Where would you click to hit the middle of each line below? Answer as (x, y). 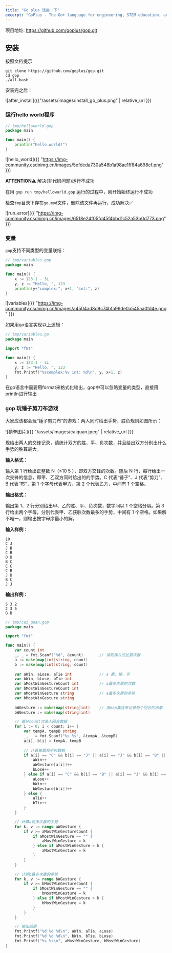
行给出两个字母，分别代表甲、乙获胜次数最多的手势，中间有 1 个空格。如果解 (86, 512)
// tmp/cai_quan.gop (27, 622)
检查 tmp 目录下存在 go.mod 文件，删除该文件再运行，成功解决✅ (69, 202)
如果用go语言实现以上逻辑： (35, 325)
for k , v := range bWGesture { (48, 879)
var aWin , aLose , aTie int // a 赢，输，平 (72, 674)
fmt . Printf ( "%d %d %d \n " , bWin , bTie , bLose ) (64, 936)
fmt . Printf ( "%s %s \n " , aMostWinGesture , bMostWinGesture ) (78, 941)
